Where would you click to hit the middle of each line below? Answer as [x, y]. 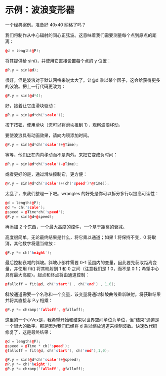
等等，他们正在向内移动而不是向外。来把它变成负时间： [61, 155]
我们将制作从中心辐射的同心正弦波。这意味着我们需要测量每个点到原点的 [79, 35]
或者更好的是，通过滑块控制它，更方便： [46, 174]
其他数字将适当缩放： [35, 243]
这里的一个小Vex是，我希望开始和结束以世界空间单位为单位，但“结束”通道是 [82, 320]
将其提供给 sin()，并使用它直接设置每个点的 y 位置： [58, 61]
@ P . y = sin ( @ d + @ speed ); [30, 217]
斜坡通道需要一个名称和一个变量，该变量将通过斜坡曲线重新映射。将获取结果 [83, 294]
